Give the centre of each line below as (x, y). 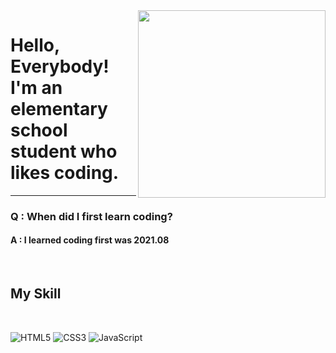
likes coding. (65, 173)
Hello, (35, 45)
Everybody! (60, 66)
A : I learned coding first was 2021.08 (90, 240)
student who (64, 151)
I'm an (36, 88)
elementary (59, 109)
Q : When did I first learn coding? (91, 216)
